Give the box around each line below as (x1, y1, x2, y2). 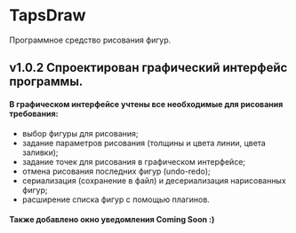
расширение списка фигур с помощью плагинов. (21, 194, 211, 205)
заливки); (21, 147, 60, 158)
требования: (9, 108, 59, 119)
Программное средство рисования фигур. (9, 35, 172, 45)
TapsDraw (9, 5, 86, 26)
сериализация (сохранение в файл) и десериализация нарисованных (21, 175, 286, 186)
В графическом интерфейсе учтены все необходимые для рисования (9, 98, 284, 109)
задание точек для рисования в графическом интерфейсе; (21, 156, 246, 167)
